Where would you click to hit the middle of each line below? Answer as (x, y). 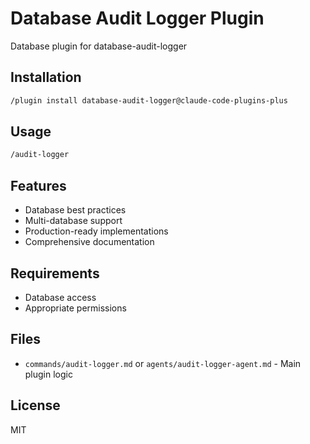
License (35, 405)
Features (38, 185)
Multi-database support (73, 221)
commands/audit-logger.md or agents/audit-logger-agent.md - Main (163, 363)
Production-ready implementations (96, 231)
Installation (46, 77)
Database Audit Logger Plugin (137, 18)
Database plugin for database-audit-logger (99, 46)
